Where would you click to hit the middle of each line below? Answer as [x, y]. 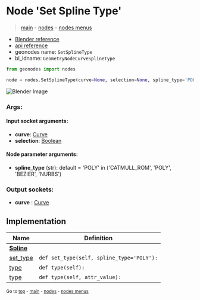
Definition [99, 238]
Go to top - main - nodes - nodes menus [48, 292]
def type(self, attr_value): [80, 277]
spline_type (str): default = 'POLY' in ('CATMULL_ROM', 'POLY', [93, 168]
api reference [31, 45]
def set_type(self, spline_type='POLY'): [98, 258]
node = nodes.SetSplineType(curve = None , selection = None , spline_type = [96, 80]
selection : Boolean [38, 140]
